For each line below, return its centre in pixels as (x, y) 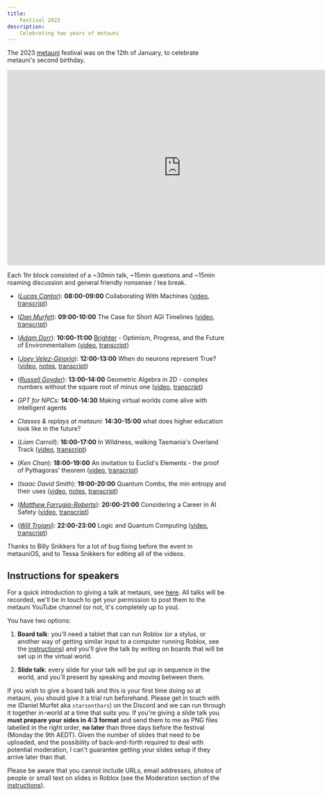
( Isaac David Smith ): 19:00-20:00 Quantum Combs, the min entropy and (122, 484)
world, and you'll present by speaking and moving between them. (111, 677)
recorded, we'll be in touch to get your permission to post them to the (107, 600)
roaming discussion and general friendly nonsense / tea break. (97, 283)
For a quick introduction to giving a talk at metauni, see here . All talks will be (116, 592)
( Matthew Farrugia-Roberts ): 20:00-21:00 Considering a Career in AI (117, 505)
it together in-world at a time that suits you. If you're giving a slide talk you (114, 713)
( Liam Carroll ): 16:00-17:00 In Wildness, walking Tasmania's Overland (118, 442)
